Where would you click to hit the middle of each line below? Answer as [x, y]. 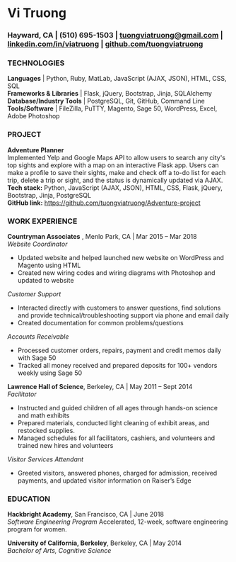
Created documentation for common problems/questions [100, 323]
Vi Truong [37, 13]
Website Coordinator [38, 244]
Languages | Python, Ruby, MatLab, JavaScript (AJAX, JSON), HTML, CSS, [117, 79]
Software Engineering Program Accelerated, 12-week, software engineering [118, 522]
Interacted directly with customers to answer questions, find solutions [119, 308]
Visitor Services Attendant [45, 459]
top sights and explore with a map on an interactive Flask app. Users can [113, 165]
